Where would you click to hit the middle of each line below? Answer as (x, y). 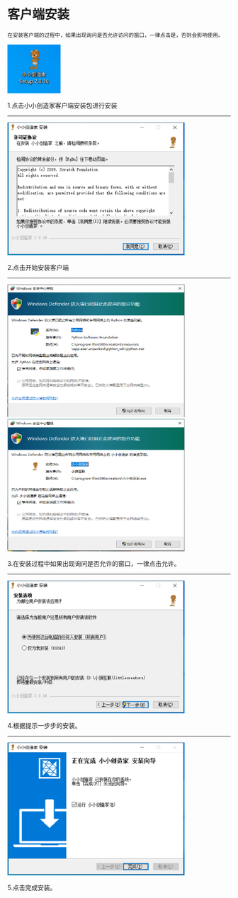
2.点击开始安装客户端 (38, 267)
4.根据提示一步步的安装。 (44, 725)
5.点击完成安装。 (32, 887)
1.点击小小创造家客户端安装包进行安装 (62, 105)
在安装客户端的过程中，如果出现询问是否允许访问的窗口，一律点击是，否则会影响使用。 (115, 35)
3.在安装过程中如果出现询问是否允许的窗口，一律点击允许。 (94, 563)
